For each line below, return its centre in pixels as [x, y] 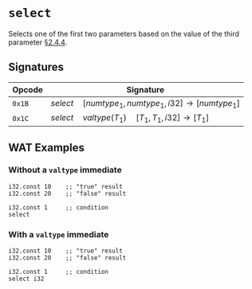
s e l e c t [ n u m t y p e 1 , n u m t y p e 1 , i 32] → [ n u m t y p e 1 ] [146, 103]
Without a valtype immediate [65, 170]
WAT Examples [47, 148]
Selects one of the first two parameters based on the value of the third [124, 33]
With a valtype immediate [59, 234]
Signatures [36, 67]
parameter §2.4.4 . [38, 42]
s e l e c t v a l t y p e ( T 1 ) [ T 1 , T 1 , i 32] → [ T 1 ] [130, 118]
